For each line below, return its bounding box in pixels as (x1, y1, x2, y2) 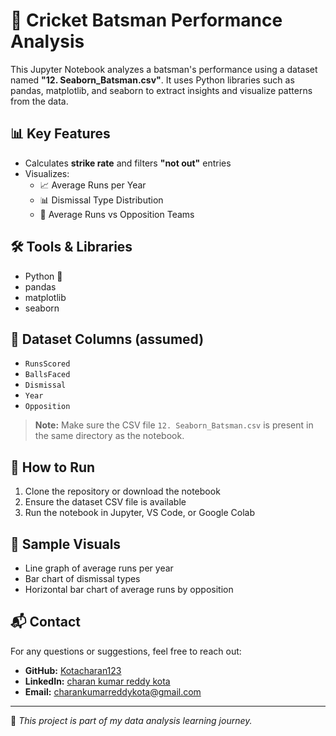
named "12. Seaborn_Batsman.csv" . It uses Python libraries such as (10, 74, 295, 86)
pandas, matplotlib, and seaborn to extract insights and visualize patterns (10, 84, 313, 96)
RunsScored (24, 359, 71, 369)
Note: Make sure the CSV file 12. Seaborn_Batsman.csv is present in (34, 419, 314, 431)
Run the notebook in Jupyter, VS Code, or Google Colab (24, 507, 255, 519)
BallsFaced (24, 370, 71, 380)
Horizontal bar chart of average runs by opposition (24, 584, 234, 595)
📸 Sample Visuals (10, 535, 122, 553)
